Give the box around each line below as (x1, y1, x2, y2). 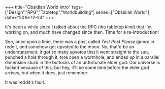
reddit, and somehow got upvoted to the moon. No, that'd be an (5, 44, 134, 49)
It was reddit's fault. (5, 79, 46, 85)
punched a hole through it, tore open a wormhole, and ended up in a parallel (5, 54, 160, 60)
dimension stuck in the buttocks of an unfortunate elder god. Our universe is (5, 60, 160, 65)
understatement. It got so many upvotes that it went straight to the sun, (5, 49, 149, 55)
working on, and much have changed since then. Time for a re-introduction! (5, 29, 159, 35)
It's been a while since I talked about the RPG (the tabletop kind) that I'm (5, 24, 152, 30)
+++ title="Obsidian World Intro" (5, 4, 71, 10)
